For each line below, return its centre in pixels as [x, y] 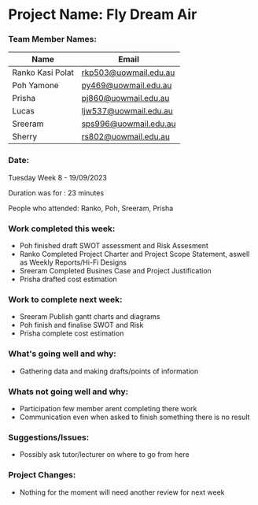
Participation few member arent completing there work [108, 408]
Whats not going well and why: [68, 392]
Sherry [25, 137]
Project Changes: [42, 475]
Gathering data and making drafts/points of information [109, 371]
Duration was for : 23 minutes [56, 193]
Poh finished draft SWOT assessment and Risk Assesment [114, 246]
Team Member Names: [52, 39]
